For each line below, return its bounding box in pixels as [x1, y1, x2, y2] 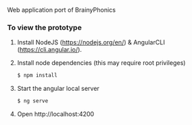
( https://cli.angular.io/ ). [16, 46, 82, 54]
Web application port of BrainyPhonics [7, 6, 116, 14]
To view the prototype [7, 23, 82, 32]
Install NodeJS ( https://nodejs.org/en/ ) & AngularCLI [16, 38, 165, 46]
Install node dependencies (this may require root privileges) [16, 59, 187, 67]
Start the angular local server [16, 85, 99, 93]
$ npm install [16, 72, 58, 79]
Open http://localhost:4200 [16, 110, 95, 118]
